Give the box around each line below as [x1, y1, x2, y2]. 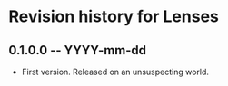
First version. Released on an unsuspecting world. [21, 66, 210, 77]
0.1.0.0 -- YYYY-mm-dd [8, 43, 147, 58]
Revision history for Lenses [8, 6, 220, 27]
